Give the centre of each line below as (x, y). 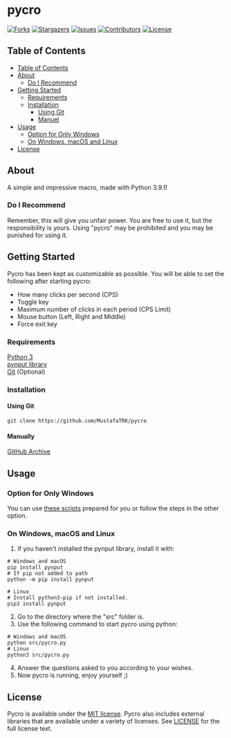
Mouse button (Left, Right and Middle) (71, 316)
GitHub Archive (29, 452)
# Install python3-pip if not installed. (68, 598)
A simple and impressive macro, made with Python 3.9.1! (87, 187)
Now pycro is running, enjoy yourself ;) (72, 676)
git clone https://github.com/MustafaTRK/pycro (77, 421)
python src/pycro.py (37, 643)
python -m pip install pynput (51, 580)
